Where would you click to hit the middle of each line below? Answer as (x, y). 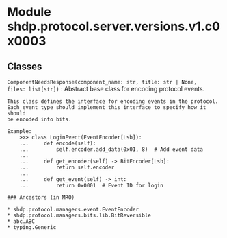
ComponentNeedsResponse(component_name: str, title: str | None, (102, 82)
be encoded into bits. (39, 119)
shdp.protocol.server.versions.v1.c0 (114, 26)
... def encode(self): (58, 143)
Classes (25, 66)
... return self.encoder (67, 167)
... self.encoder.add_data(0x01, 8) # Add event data (111, 150)
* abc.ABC (21, 222)
